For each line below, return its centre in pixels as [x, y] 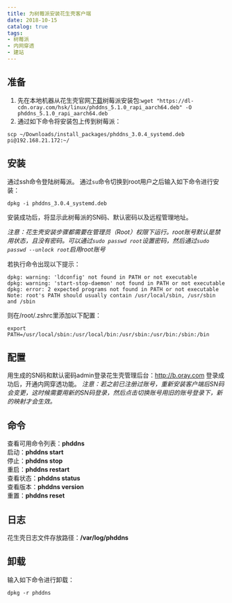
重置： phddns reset [36, 496]
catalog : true [28, 26]
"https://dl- [175, 101]
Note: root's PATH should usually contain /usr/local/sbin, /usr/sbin [111, 295]
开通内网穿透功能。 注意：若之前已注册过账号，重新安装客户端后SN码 [125, 384]
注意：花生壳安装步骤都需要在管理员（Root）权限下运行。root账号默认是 [111, 232]
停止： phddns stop [35, 461]
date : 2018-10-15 [32, 20]
